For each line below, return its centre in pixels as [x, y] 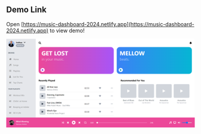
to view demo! [67, 30]
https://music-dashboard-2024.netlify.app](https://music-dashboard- [109, 24]
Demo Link [26, 10]
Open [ [15, 24]
